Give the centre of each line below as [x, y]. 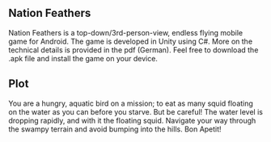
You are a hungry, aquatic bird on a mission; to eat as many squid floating [131, 103]
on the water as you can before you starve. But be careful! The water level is [135, 111]
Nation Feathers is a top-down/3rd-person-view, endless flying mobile [126, 32]
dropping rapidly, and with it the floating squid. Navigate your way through [132, 120]
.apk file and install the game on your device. [83, 58]
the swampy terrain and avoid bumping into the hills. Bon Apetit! [115, 129]
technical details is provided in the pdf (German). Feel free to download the [133, 50]
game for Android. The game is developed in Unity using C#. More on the [131, 41]
